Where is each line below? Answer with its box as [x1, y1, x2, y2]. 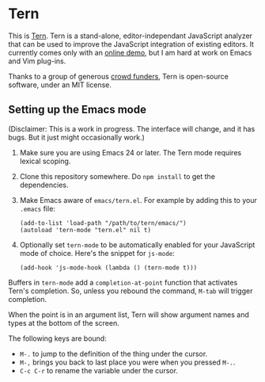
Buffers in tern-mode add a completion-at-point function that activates [8, 277, 238, 287]
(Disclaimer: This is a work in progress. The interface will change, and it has [8, 124, 256, 133]
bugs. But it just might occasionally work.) [8, 132, 145, 142]
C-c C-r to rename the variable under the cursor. [19, 365, 178, 375]
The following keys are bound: [8, 334, 107, 343]
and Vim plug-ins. [8, 56, 66, 66]
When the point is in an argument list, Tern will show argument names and [8, 310, 249, 319]
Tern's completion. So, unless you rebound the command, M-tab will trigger [8, 286, 253, 296]
